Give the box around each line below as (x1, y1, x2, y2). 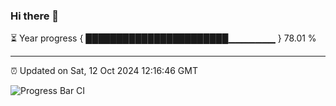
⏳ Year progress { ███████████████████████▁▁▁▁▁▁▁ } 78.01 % (10, 32, 317, 44)
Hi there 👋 (10, 9, 60, 23)
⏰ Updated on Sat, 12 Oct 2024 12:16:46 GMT (10, 65, 198, 77)
